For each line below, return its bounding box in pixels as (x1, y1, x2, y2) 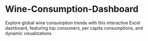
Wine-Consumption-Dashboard (5, 3, 139, 15)
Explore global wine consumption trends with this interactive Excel (5, 20, 141, 26)
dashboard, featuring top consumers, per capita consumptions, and (5, 25, 143, 31)
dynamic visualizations (5, 30, 52, 36)
